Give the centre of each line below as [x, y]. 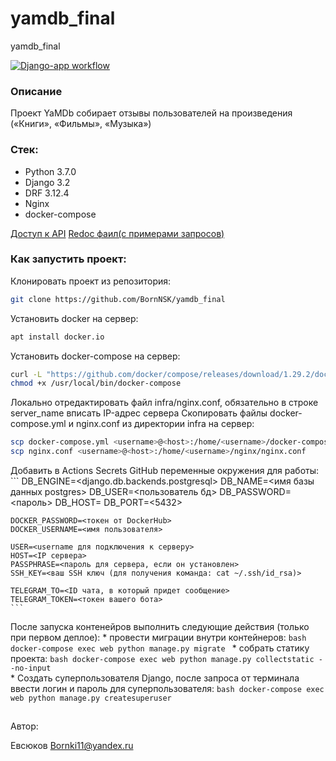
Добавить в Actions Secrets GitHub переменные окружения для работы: [165, 471]
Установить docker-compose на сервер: [95, 356]
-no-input [31, 668]
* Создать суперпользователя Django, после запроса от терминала [155, 678]
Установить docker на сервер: [74, 318]
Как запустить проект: [68, 259]
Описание [36, 91]
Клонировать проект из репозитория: [91, 281]
